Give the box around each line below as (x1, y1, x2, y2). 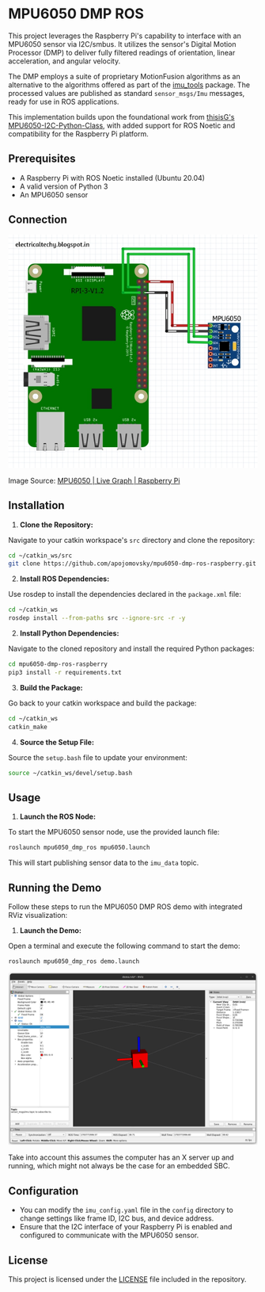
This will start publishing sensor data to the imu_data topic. (8, 858, 199, 868)
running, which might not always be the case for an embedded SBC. (8, 1161, 231, 1171)
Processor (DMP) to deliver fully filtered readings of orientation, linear (8, 48, 236, 57)
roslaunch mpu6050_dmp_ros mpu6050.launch (8, 843, 150, 852)
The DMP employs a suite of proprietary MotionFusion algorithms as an (8, 71, 240, 81)
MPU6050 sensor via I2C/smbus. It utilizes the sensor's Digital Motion (8, 39, 237, 48)
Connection (8, 213, 67, 227)
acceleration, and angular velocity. (8, 56, 121, 66)
